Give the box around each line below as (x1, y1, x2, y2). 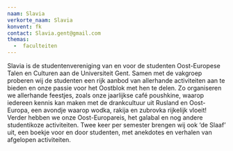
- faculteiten (13, 42, 58, 49)
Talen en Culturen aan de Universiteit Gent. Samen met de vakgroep (7, 69, 202, 77)
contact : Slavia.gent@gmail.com (7, 29, 101, 37)
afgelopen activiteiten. (7, 136, 72, 143)
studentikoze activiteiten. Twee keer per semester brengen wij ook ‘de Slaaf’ (7, 121, 226, 129)
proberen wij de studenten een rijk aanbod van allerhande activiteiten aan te (7, 77, 225, 84)
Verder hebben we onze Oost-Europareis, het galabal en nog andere (7, 113, 203, 122)
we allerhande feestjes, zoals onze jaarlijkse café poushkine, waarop (7, 91, 204, 100)
